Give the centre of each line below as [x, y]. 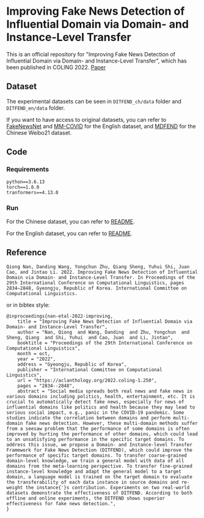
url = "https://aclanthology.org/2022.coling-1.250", [87, 380]
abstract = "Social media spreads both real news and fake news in [105, 391]
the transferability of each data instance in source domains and [93, 482]
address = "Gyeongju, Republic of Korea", [72, 364]
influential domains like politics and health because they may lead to [101, 407]
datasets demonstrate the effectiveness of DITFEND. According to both [99, 493]
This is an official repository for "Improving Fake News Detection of [91, 54]
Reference [27, 253]
